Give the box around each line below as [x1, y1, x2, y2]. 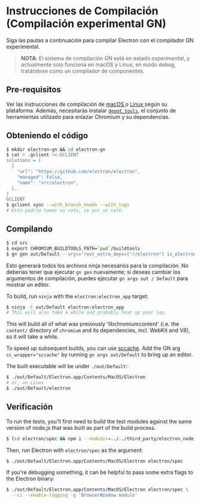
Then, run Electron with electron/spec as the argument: [6, 447, 144, 454]
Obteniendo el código [6, 130, 89, 141]
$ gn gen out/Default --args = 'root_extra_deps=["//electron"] [6, 251, 165, 257]
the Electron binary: [6, 475, 55, 482]
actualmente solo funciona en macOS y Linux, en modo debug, [20, 61, 176, 68]
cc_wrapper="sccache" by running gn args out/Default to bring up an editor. [6, 351, 193, 358]
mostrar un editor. [6, 281, 50, 288]
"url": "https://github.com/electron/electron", [17, 169, 141, 175]
